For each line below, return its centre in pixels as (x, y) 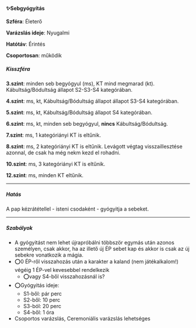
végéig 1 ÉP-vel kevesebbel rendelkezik (62, 270)
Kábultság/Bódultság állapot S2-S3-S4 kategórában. (69, 90)
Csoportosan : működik (34, 56)
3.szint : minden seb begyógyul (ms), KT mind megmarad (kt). (80, 84)
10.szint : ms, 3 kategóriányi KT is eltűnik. (56, 164)
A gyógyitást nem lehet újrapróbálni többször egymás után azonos (94, 243)
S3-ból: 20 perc (42, 306)
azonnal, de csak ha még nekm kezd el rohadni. (63, 153)
